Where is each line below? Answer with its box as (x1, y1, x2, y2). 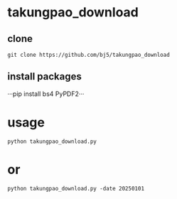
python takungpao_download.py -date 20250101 (7, 185, 144, 192)
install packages (7, 70, 82, 82)
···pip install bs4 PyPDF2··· (7, 90, 85, 98)
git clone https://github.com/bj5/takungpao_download (7, 51, 171, 58)
